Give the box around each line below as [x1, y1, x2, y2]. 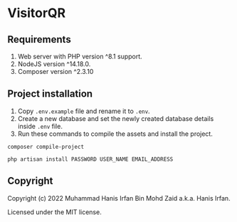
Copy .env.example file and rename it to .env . [17, 107, 151, 115]
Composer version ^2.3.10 [17, 68, 94, 75]
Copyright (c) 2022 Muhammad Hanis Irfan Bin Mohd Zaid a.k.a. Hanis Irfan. [7, 194, 231, 202]
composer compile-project [7, 143, 84, 150]
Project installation [7, 88, 93, 100]
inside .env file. [17, 122, 63, 130]
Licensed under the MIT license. [7, 208, 102, 216]
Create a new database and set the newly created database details [17, 114, 214, 122]
